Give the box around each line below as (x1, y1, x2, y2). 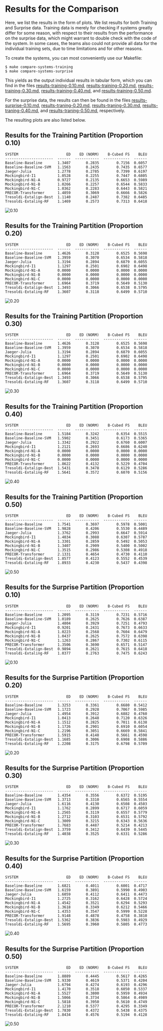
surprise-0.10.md (5, 102, 39, 108)
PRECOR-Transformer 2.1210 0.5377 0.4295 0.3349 (5, 1004, 147, 1009)
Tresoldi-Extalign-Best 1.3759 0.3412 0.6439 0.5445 (5, 827, 147, 832)
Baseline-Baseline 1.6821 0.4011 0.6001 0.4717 (5, 883, 147, 888)
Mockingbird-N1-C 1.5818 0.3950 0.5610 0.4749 (5, 1000, 147, 1005)
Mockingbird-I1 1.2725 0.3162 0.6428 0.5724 (5, 896, 147, 901)
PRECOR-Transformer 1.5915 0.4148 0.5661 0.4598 (5, 732, 147, 738)
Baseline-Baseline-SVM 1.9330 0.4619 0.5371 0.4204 (5, 978, 147, 983)
